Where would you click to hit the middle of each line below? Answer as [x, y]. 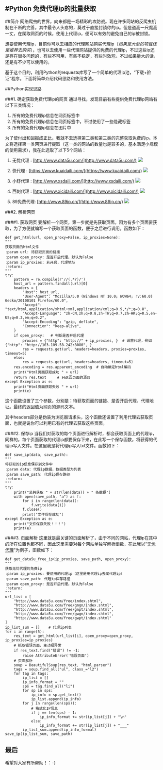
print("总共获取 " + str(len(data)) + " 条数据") [62, 492]
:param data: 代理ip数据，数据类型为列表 [43, 469]
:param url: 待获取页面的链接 [33, 252]
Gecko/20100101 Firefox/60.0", [37, 301]
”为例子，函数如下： [34, 550]
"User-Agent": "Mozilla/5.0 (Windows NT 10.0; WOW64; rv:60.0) [88, 296]
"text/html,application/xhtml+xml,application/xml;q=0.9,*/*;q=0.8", [77, 309]
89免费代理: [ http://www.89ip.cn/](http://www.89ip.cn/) [68, 201]
